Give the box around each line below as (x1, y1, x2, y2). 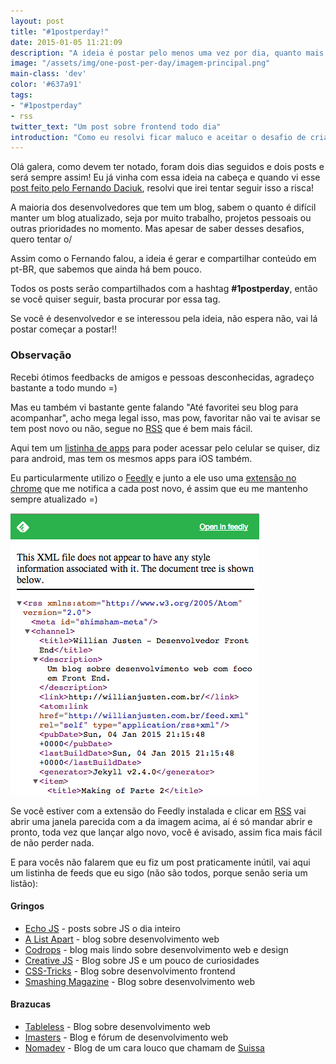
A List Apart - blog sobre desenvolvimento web (24, 933, 220, 945)
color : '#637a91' (10, 80, 83, 90)
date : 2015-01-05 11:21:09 (10, 37, 123, 47)
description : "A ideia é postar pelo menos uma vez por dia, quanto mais (10, 48, 325, 58)
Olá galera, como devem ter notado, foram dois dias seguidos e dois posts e (10, 161, 325, 173)
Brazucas (10, 998, 51, 1010)
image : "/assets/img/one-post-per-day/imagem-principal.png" (10, 58, 271, 69)
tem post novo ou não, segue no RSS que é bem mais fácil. (10, 422, 253, 434)
